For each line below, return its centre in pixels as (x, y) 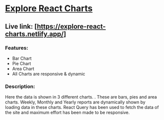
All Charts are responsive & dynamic (49, 74)
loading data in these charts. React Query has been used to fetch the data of (82, 107)
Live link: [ (21, 26)
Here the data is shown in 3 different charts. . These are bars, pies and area (81, 97)
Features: (17, 48)
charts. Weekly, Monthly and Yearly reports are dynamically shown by (75, 102)
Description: (20, 86)
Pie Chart (21, 63)
